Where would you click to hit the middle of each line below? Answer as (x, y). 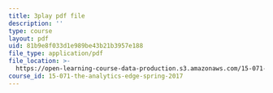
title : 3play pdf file (47, 16)
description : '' (36, 23)
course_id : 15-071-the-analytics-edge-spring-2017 (96, 76)
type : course (30, 31)
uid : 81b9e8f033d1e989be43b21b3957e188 (76, 46)
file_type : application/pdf (56, 53)
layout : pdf (28, 38)
